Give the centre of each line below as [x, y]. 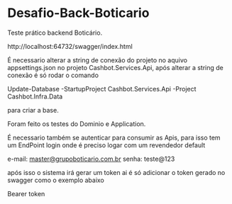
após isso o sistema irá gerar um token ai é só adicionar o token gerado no [116, 172]
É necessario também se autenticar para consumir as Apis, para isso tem [114, 137]
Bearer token [26, 193]
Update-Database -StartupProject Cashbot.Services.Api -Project [102, 89]
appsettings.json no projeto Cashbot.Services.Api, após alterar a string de [115, 67]
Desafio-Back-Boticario [78, 13]
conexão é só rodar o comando [53, 75]
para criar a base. [33, 110]
